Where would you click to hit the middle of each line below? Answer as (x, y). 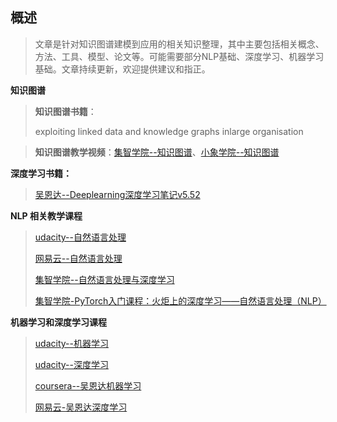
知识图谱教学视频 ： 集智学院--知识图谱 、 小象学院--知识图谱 (157, 152)
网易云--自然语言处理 (78, 258)
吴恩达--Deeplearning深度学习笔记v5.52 (117, 194)
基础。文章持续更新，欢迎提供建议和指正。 (122, 69)
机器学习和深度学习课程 (58, 322)
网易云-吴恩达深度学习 (81, 407)
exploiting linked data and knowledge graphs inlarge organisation (169, 131)
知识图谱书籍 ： (65, 111)
